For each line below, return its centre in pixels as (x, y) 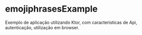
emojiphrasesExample (51, 9)
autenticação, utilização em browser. (42, 27)
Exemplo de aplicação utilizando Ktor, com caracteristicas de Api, (71, 22)
